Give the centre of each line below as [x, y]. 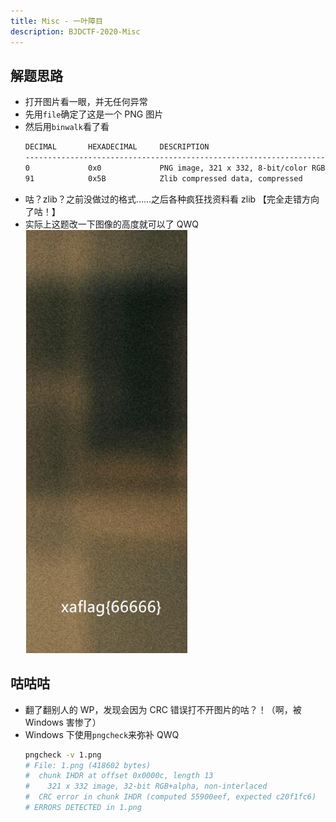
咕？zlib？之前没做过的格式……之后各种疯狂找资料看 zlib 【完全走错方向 [172, 199]
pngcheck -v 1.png [63, 755]
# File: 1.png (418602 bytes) [88, 765]
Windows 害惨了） [63, 722]
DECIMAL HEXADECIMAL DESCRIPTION [117, 147]
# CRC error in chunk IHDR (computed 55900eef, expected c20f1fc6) [170, 797]
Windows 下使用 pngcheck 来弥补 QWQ [102, 734]
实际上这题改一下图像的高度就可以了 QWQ [111, 224]
